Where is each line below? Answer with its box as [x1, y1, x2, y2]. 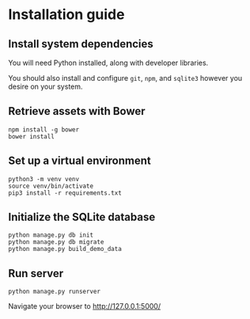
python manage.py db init [8, 231, 93, 239]
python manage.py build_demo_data [8, 245, 123, 253]
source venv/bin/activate [8, 182, 93, 190]
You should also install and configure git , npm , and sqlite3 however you [8, 74, 243, 82]
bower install [8, 132, 55, 140]
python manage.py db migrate [8, 238, 104, 246]
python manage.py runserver [8, 287, 101, 296]
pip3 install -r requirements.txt [8, 188, 123, 197]
